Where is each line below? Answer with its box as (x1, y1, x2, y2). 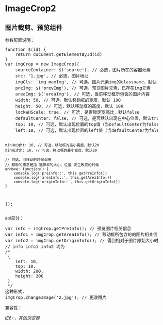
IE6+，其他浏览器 (5, 315, 40, 321)
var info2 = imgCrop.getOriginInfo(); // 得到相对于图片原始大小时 (5, 238, 159, 243)
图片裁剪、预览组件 (5, 23, 63, 31)
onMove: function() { (5, 167, 49, 171)
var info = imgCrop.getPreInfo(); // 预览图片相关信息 (5, 226, 131, 231)
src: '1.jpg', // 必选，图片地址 (15, 73, 89, 78)
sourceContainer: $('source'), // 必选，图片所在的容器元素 (15, 67, 151, 73)
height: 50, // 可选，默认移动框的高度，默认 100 (15, 104, 124, 109)
